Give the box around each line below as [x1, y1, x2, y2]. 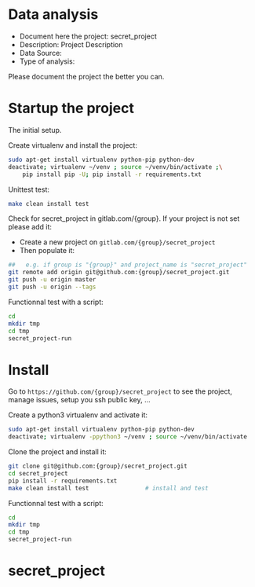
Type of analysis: [19, 57, 75, 66]
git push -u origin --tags [8, 283, 97, 291]
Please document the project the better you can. [8, 72, 165, 81]
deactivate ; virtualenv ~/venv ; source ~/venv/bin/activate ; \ [8, 163, 223, 171]
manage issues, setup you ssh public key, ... [8, 395, 151, 405]
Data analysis [8, 6, 99, 24]
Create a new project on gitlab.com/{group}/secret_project [19, 237, 216, 247]
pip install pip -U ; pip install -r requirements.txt [22, 171, 202, 178]
